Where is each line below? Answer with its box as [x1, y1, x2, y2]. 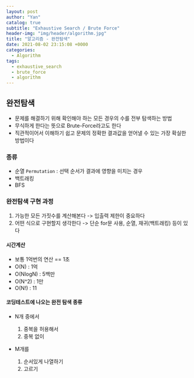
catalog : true [6, 19, 41, 25]
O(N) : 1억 [14, 263, 38, 270]
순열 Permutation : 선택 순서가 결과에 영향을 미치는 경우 [14, 168, 143, 175]
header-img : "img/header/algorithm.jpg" [6, 31, 107, 37]
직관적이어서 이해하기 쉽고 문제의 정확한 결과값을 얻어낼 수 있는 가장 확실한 [14, 129, 187, 136]
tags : [6, 58, 19, 64]
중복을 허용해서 [23, 325, 59, 333]
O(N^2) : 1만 [14, 278, 44, 285]
